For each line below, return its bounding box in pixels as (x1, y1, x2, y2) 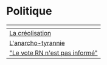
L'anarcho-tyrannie (9, 38, 65, 47)
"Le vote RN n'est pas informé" (9, 49, 98, 57)
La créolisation (9, 29, 52, 37)
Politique (6, 4, 52, 18)
